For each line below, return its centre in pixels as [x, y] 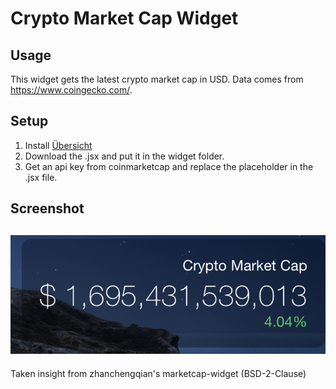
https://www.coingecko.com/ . [71, 90]
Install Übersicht [58, 145]
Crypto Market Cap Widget [124, 18]
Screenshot [47, 208]
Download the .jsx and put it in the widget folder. [124, 156]
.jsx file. [41, 177]
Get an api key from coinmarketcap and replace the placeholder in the [169, 166]
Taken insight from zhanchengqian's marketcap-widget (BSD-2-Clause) [158, 373]
